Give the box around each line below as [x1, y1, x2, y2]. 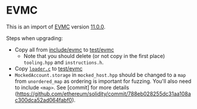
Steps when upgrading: [6, 34, 63, 41]
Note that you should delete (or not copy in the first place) [23, 52, 166, 59]
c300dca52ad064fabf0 [14, 96, 72, 104]
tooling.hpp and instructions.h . [23, 59, 104, 66]
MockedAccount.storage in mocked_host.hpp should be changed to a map [14, 71, 186, 78]
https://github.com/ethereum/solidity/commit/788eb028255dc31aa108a [17, 90, 191, 97]
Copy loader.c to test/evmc [14, 65, 83, 72]
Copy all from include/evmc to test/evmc [14, 46, 114, 53]
